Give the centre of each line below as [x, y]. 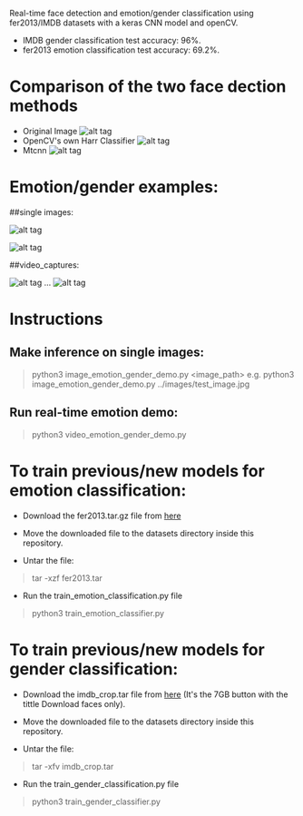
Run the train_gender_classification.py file [101, 783]
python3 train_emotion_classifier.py [98, 613]
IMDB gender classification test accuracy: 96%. [112, 40]
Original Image [50, 131]
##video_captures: [44, 265]
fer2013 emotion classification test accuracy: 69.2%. [121, 50]
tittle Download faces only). [74, 703]
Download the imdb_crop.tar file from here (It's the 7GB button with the [155, 694]
